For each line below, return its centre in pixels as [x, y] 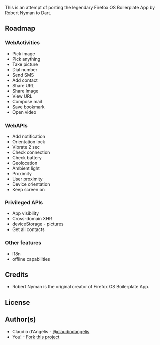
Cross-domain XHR [32, 219]
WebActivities [23, 43]
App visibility [26, 213]
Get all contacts [28, 229]
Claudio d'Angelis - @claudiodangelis [51, 331]
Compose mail [27, 101]
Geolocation [25, 163]
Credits [17, 274]
